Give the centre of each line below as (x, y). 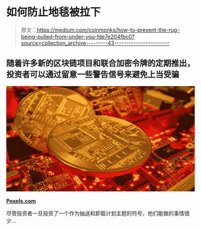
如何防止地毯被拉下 (54, 12)
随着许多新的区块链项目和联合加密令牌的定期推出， (100, 63)
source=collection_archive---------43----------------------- (95, 43)
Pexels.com (21, 201)
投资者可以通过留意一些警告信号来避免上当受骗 (93, 74)
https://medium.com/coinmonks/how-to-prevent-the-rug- (108, 30)
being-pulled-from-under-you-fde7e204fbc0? (77, 36)
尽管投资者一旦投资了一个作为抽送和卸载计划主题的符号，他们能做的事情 (95, 213)
